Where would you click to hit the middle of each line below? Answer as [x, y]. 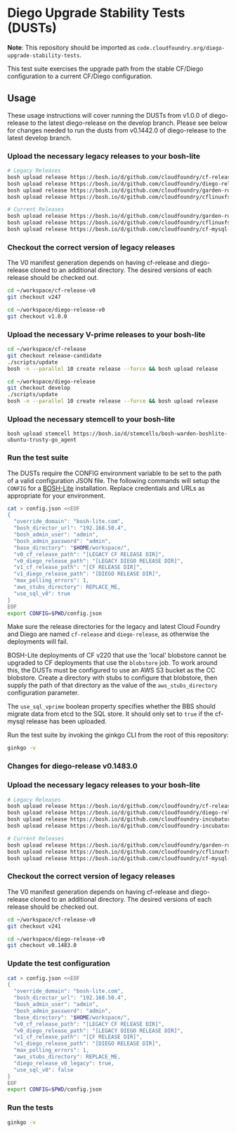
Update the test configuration [59, 964]
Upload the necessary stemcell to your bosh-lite [91, 419]
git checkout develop [39, 388]
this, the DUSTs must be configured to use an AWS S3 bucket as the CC [111, 670]
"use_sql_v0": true [42, 594]
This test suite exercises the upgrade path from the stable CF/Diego [105, 68]
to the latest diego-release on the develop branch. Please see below [129, 123]
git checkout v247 [34, 298]
